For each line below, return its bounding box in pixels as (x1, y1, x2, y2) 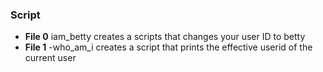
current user (24, 52, 77, 64)
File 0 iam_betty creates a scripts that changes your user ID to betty (24, 31, 306, 43)
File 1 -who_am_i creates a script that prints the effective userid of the (24, 41, 313, 53)
